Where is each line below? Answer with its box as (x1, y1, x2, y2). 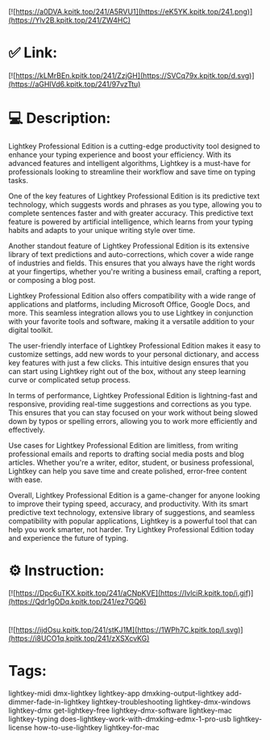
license (8, 722, 32, 732)
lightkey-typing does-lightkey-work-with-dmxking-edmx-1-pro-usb (8, 713, 232, 724)
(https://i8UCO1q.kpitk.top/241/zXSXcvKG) (8, 634, 150, 643)
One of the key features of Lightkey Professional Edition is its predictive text (8, 191, 260, 201)
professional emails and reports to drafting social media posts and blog (8, 449, 244, 459)
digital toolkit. (8, 325, 54, 335)
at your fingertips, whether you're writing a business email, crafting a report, (8, 266, 262, 276)
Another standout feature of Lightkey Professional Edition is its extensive (8, 241, 250, 251)
